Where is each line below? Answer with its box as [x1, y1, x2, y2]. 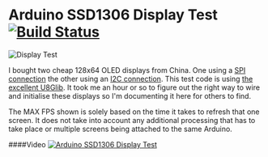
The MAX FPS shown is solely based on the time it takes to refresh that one [8, 107, 260, 117]
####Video [8, 139, 46, 149]
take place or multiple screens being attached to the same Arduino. [8, 124, 232, 134]
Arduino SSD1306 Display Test [8, 6, 219, 24]
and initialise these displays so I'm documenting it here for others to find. [8, 91, 252, 100]
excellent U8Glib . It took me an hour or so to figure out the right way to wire [8, 83, 261, 92]
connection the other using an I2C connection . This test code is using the [8, 74, 253, 83]
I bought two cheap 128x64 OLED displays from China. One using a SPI [8, 65, 246, 74]
